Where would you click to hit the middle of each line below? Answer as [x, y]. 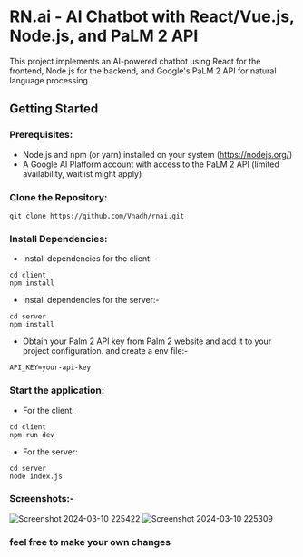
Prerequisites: [41, 135]
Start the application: [57, 390]
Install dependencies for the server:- [91, 300]
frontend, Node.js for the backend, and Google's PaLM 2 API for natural [143, 71]
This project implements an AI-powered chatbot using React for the [135, 61]
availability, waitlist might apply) [82, 173]
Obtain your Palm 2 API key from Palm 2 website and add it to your [147, 341]
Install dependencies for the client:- [89, 259]
